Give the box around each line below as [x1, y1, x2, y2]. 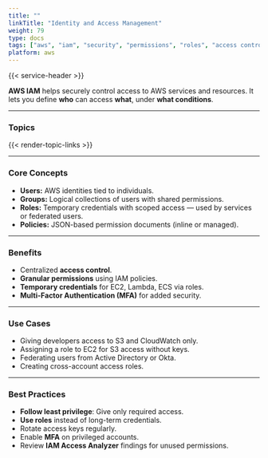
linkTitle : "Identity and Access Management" [8, 19, 162, 27]
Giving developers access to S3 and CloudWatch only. [19, 336, 199, 345]
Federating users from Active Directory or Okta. [19, 353, 177, 363]
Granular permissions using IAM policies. [19, 273, 158, 283]
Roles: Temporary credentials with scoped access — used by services [19, 203, 253, 212]
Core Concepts [8, 168, 69, 179]
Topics [8, 121, 36, 132]
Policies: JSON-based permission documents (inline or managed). [19, 219, 239, 229]
